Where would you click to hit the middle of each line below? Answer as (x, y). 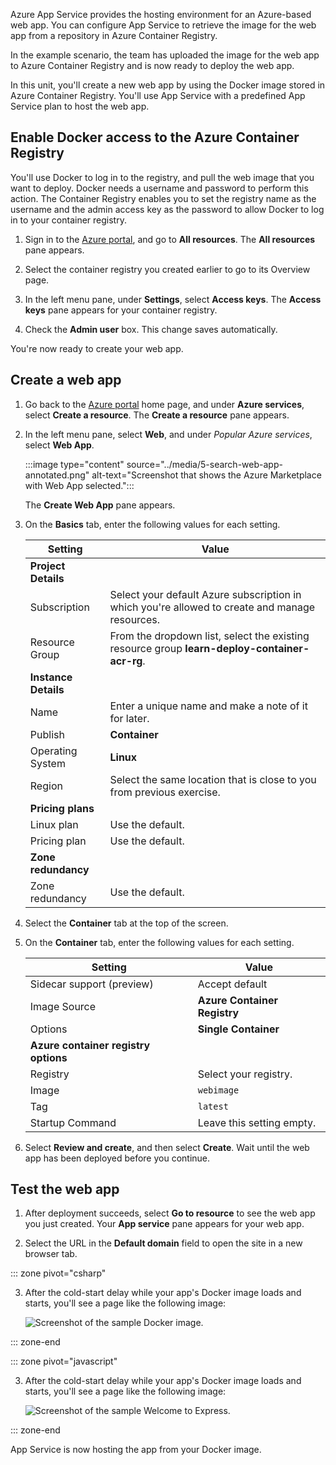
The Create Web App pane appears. (100, 505)
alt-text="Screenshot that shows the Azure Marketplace (206, 475)
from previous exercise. (165, 792)
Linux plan (54, 824)
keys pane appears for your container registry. (121, 310)
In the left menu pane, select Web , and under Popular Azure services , (168, 434)
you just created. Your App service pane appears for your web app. (164, 1224)
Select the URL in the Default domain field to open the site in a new (163, 1243)
